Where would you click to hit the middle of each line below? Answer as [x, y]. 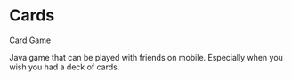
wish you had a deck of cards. [65, 67]
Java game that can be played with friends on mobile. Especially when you [146, 57]
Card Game [30, 40]
